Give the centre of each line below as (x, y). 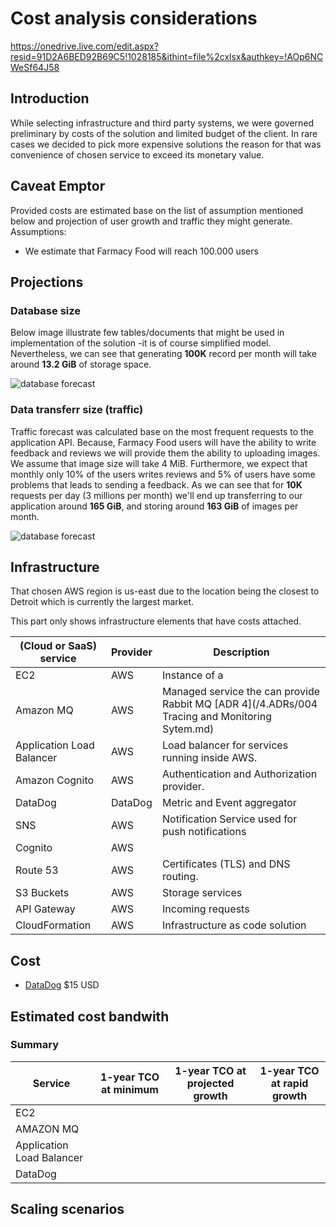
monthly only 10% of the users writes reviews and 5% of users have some (163, 474)
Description (241, 652)
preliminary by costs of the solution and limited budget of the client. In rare (164, 133)
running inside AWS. (210, 758)
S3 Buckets (42, 893)
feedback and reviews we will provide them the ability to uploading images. (165, 453)
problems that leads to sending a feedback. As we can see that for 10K (156, 484)
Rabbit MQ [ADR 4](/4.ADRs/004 (240, 704)
